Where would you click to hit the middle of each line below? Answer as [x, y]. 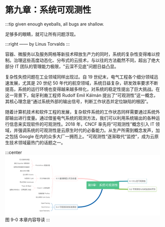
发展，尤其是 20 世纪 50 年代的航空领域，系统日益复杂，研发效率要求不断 [84, 83]
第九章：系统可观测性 [48, 10]
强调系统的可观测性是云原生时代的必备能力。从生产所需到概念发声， [87, 130]
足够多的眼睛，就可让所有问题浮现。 [42, 34]
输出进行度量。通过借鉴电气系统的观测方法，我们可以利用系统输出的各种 [82, 118]
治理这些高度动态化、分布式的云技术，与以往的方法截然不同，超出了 [82, 60]
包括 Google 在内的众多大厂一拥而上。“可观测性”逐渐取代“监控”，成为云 [82, 136]
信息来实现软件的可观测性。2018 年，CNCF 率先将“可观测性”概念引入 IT [82, 124]
